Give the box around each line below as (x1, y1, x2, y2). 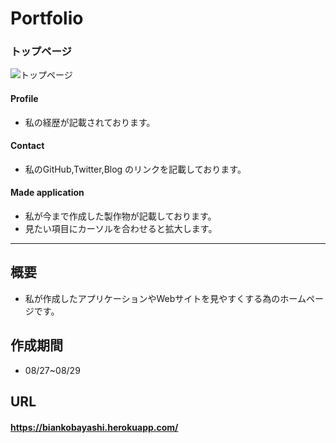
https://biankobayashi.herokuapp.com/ (10, 421, 179, 433)
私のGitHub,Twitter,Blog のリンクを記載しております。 (24, 163, 247, 175)
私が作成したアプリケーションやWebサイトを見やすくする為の (24, 292, 281, 304)
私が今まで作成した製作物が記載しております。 (24, 210, 217, 222)
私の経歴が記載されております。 (24, 116, 156, 128)
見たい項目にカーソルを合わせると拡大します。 (24, 223, 218, 235)
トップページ (10, 45, 72, 59)
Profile (10, 93, 39, 105)
